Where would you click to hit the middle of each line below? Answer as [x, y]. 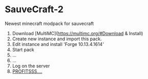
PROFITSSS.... [27, 71]
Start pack [23, 49]
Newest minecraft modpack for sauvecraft [49, 23]
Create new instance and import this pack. [57, 39]
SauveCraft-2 [34, 9]
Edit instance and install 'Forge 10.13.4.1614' [58, 44]
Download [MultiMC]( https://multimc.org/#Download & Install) [78, 33]
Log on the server [31, 66]
